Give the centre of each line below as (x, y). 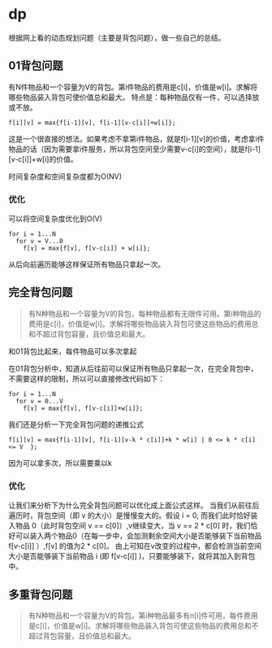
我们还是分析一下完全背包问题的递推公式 (76, 424)
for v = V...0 (39, 241)
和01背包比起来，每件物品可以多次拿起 (73, 351)
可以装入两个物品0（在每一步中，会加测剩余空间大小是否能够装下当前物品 (138, 536)
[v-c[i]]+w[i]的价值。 (43, 159)
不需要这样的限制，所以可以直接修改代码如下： (86, 378)
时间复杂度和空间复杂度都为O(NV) (65, 176)
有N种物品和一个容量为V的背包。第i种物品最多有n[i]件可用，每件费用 (143, 615)
